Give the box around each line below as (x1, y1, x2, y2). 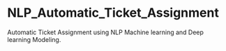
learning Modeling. (7, 35, 61, 43)
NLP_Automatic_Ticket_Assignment (7, 5, 220, 21)
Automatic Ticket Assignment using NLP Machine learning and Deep (7, 28, 204, 36)
